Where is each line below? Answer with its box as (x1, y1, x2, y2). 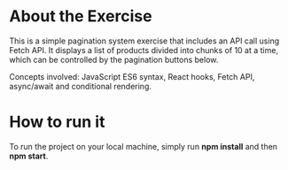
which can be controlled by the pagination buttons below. (9, 54, 219, 65)
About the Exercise (9, 6, 152, 27)
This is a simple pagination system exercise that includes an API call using (9, 35, 280, 46)
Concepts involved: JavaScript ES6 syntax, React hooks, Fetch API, (9, 71, 255, 81)
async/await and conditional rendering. (9, 81, 152, 91)
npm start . (9, 151, 49, 161)
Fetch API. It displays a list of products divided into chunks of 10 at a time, (9, 44, 279, 55)
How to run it (9, 112, 105, 132)
